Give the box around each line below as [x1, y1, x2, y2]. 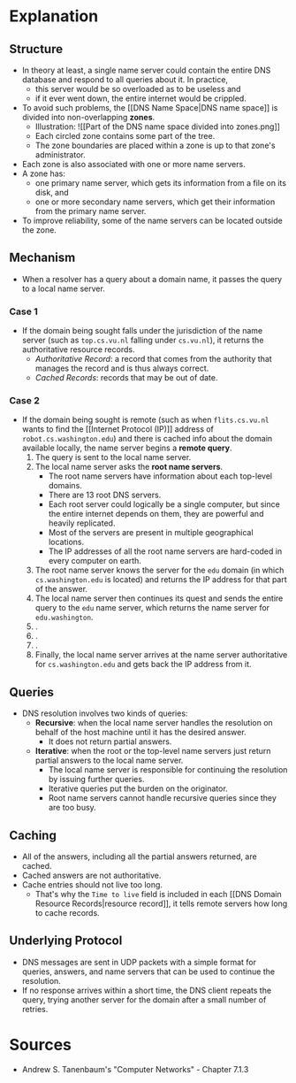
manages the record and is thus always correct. [34, 363, 209, 373]
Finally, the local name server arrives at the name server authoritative [34, 649, 288, 660]
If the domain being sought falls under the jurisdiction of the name [21, 326, 263, 336]
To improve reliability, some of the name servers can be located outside [21, 215, 283, 226]
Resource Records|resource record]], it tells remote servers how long [34, 898, 288, 909]
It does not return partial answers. [48, 736, 172, 747]
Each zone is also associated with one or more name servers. [21, 159, 246, 169]
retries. [21, 1003, 49, 1014]
